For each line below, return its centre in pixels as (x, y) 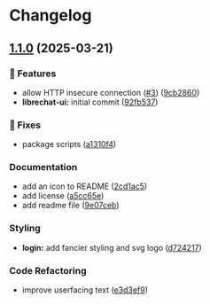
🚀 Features (33, 74)
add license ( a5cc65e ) (63, 196)
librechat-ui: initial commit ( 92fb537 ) (90, 102)
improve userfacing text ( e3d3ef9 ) (85, 290)
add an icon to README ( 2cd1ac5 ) (85, 186)
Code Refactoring (48, 270)
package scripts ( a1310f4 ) (69, 144)
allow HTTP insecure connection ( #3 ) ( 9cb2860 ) (111, 92)
